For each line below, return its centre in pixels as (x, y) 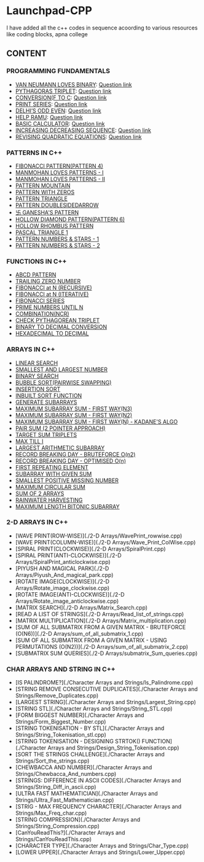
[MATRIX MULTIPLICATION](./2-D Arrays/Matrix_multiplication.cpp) (101, 621)
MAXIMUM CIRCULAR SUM (50, 487)
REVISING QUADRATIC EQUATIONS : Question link (78, 136)
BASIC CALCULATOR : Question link (60, 123)
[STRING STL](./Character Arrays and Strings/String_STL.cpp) (94, 709)
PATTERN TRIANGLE (41, 198)
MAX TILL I (29, 441)
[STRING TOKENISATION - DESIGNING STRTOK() (78, 742)
